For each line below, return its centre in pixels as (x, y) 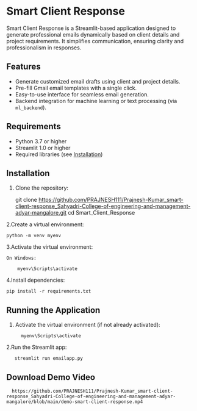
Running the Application (53, 310)
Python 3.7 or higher (41, 141)
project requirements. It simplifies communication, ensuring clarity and (95, 41)
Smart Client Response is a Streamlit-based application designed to (91, 28)
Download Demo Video (51, 377)
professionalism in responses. (44, 48)
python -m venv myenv (34, 236)
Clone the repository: (42, 188)
